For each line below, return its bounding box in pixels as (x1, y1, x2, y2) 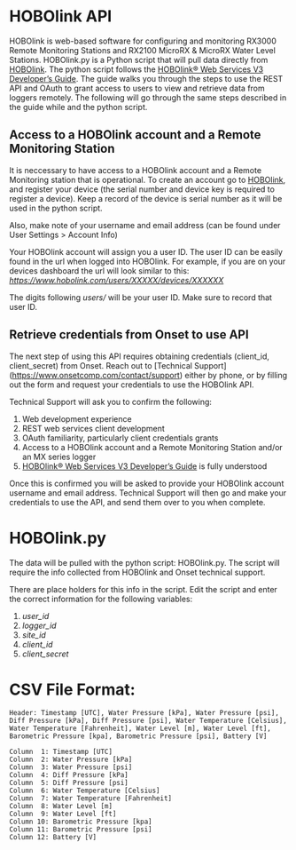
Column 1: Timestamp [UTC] (9, 748, 113, 757)
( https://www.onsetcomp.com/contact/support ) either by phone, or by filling (9, 369, 288, 380)
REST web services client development (21, 423, 166, 433)
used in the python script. (9, 203, 104, 213)
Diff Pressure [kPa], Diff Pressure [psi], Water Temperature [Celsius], (9, 717, 288, 726)
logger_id (21, 620, 57, 631)
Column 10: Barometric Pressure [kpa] (9, 817, 152, 827)
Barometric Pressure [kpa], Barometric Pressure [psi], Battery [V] (9, 732, 268, 741)
